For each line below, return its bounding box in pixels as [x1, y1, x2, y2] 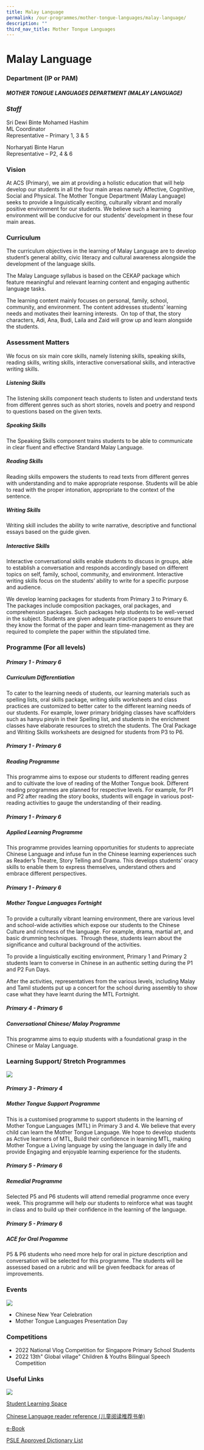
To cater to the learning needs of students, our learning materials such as [6, 689, 191, 697]
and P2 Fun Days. [6, 966, 51, 973]
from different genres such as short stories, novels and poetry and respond [6, 401, 195, 409]
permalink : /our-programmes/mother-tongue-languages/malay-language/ [6, 15, 187, 21]
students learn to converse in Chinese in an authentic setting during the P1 [6, 959, 193, 966]
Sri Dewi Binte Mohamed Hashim [6, 119, 89, 126]
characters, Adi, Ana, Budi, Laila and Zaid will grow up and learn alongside [6, 316, 193, 324]
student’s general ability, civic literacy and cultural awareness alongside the [6, 254, 196, 261]
